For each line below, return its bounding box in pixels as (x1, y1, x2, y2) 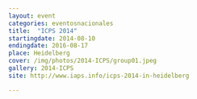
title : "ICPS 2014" (8, 27, 78, 35)
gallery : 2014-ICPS (8, 64, 74, 72)
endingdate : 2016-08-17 (8, 42, 89, 50)
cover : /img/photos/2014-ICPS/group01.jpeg (8, 57, 157, 65)
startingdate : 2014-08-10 (8, 34, 95, 43)
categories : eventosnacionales (8, 19, 114, 27)
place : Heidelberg (8, 49, 70, 57)
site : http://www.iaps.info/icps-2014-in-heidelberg (8, 72, 190, 80)
